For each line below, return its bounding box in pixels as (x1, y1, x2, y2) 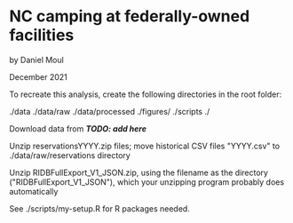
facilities (9, 25, 75, 45)
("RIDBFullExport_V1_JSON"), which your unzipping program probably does (9, 176, 285, 187)
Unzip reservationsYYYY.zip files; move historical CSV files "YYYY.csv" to (9, 140, 281, 151)
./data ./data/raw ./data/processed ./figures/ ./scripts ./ (9, 106, 210, 116)
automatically (9, 186, 59, 196)
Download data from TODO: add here (9, 123, 146, 134)
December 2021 (9, 71, 68, 82)
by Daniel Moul (9, 54, 64, 65)
